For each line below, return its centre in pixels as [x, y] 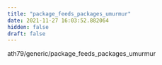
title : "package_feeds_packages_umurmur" [69, 14]
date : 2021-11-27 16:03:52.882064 [58, 20]
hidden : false [28, 27]
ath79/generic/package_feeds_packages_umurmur [82, 54]
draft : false [27, 34]
